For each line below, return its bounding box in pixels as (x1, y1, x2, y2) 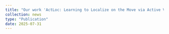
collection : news (5, 12, 42, 17)
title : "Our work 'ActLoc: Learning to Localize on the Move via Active (5, 7, 161, 12)
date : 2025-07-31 (5, 21, 42, 26)
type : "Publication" (5, 16, 49, 21)
